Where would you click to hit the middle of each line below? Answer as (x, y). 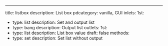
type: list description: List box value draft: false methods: (71, 33)
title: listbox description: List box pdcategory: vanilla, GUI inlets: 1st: (74, 13)
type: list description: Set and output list (53, 22)
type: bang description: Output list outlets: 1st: (60, 27)
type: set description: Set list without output (57, 38)
